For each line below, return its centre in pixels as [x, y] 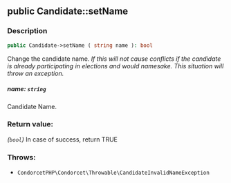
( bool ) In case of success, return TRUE [62, 139]
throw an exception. [36, 73]
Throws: [21, 157]
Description [27, 31]
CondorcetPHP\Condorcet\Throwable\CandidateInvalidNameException [113, 173]
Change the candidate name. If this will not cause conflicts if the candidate [114, 59]
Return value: [30, 124]
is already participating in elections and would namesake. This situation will [115, 66]
